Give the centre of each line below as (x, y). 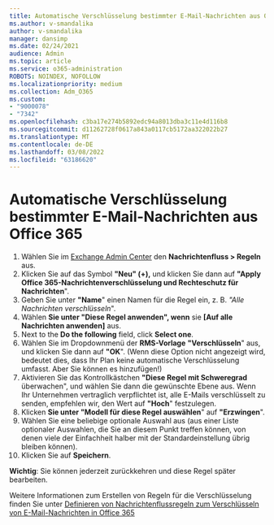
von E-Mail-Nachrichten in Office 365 (72, 513)
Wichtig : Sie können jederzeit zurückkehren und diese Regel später (123, 471)
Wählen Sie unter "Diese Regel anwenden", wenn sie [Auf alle (127, 317)
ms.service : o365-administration (66, 69)
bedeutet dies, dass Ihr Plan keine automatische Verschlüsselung (130, 360)
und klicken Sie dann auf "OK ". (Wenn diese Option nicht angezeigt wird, (143, 352)
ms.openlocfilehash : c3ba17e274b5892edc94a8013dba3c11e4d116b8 (119, 122)
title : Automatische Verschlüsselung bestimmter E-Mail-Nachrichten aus (135, 16)
